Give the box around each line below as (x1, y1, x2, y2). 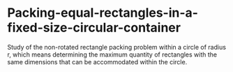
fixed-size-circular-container (7, 20, 181, 36)
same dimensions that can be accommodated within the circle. (7, 57, 188, 66)
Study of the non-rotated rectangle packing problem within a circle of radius (7, 43, 227, 51)
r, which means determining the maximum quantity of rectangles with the (7, 50, 218, 59)
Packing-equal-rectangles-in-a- (7, 5, 199, 21)
